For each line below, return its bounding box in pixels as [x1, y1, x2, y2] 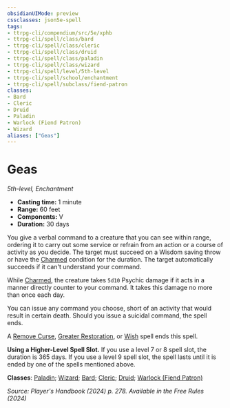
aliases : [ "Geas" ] [7, 132, 60, 139]
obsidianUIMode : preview [7, 10, 79, 17]
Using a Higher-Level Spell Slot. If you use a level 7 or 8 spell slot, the [7, 346, 207, 354]
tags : [7, 23, 23, 30]
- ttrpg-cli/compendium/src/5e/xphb [7, 29, 112, 37]
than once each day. [7, 291, 65, 299]
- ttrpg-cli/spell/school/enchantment [7, 74, 118, 81]
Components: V [17, 213, 63, 221]
